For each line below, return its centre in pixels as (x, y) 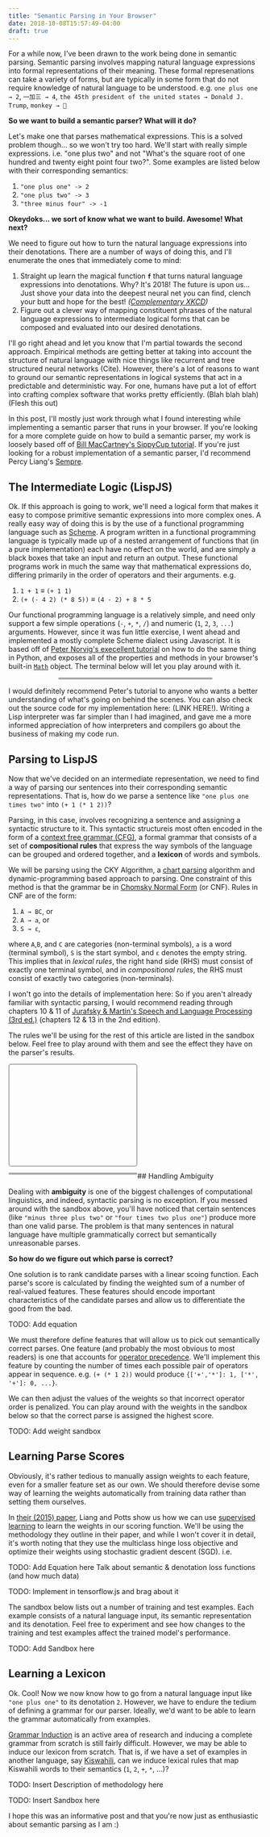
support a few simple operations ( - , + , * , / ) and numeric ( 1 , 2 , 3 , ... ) (121, 624)
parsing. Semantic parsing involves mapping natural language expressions (132, 62)
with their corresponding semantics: (69, 171)
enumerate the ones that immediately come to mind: (95, 261)
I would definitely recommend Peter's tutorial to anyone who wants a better (133, 691)
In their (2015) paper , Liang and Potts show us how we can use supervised (132, 1517)
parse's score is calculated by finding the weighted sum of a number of (127, 1283)
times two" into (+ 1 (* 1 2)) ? (60, 804)
